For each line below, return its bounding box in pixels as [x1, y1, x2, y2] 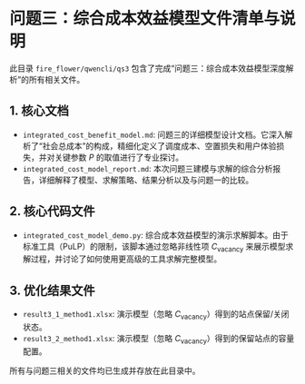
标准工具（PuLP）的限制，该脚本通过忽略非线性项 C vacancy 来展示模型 [22, 241, 286, 254]
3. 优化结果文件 [9, 282, 95, 298]
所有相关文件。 [28, 74, 85, 84]
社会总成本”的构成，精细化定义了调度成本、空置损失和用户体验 [42, 140, 277, 151]
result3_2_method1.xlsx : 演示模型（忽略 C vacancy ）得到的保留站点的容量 [22, 332, 295, 346]
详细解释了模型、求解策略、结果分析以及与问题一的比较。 [38, 174, 254, 185]
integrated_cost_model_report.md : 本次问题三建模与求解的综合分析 [22, 162, 273, 173]
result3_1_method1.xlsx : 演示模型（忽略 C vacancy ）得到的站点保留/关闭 [22, 309, 290, 321]
